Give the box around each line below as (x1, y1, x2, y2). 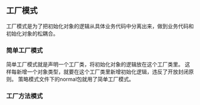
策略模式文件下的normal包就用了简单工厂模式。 (17, 76, 135, 83)
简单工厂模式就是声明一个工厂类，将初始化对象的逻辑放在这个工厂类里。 (6, 61, 183, 68)
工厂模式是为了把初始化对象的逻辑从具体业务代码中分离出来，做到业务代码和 (6, 23, 194, 30)
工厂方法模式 (6, 92, 43, 100)
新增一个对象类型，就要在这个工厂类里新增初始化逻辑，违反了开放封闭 (16, 68, 189, 75)
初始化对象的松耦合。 (6, 30, 58, 37)
